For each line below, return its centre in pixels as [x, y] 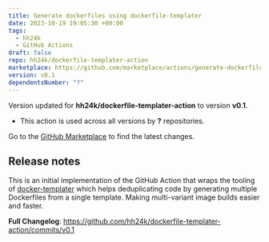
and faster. [26, 206]
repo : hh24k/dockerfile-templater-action [78, 61]
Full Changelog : [35, 221]
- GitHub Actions [44, 46]
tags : [17, 30]
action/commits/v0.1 [41, 230]
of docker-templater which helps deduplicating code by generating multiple [133, 189]
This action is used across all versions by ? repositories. [112, 121]
